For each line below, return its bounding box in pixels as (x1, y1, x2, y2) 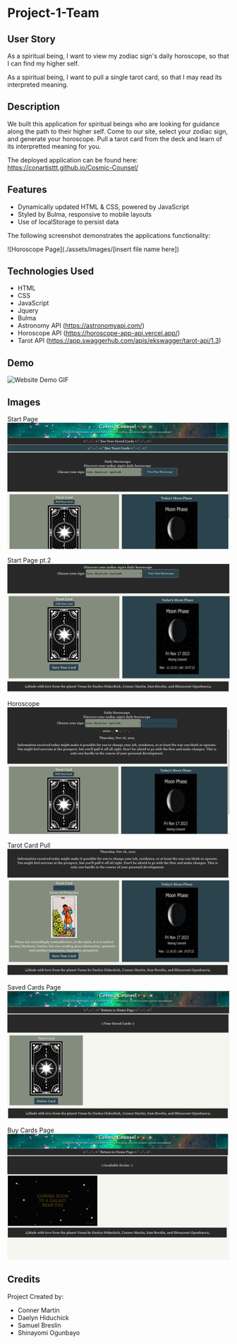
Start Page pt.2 (7, 556, 51, 565)
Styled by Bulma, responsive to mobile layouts (17, 210, 152, 218)
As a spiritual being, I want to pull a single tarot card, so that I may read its (7, 73, 222, 81)
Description (7, 101, 60, 113)
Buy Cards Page (7, 1126, 54, 1134)
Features (7, 184, 47, 196)
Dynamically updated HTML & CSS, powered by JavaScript (17, 203, 189, 211)
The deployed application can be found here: (7, 155, 138, 164)
